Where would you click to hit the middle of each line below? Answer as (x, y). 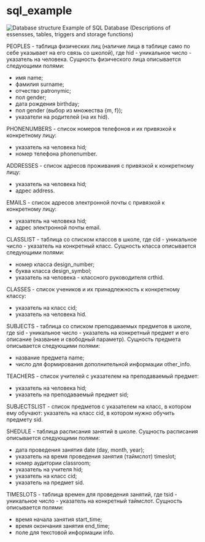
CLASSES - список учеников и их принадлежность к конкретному (93, 289)
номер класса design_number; (55, 264)
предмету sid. (25, 419)
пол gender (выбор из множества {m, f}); (69, 110)
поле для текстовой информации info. (65, 532)
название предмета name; (50, 358)
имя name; (29, 77)
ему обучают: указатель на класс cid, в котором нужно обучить (91, 413)
